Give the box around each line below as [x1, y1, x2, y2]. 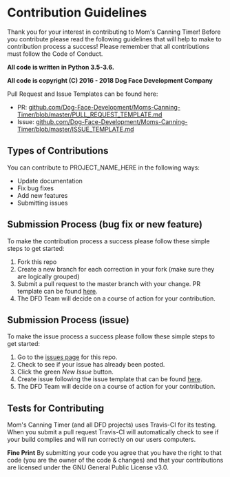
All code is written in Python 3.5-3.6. [7, 63, 115, 71]
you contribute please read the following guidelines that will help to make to [7, 34, 222, 43]
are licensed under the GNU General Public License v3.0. [7, 463, 169, 471]
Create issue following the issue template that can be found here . [17, 375, 202, 383]
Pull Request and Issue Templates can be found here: [7, 90, 158, 98]
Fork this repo [17, 257, 57, 266]
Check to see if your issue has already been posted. [17, 361, 165, 369]
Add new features [17, 191, 68, 199]
